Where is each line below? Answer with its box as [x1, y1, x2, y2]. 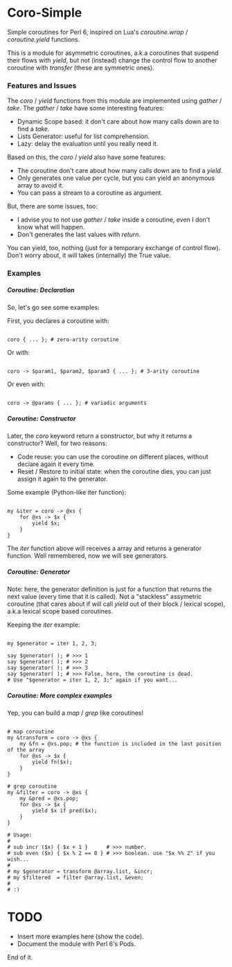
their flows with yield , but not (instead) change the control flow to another [7, 56, 217, 64]
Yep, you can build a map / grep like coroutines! [7, 709, 144, 717]
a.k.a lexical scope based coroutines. [7, 607, 114, 615]
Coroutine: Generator [7, 568, 71, 576]
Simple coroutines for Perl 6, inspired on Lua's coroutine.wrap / [7, 28, 188, 36]
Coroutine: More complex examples [7, 691, 112, 700]
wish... [7, 856, 30, 863]
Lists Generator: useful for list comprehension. [17, 132, 150, 140]
